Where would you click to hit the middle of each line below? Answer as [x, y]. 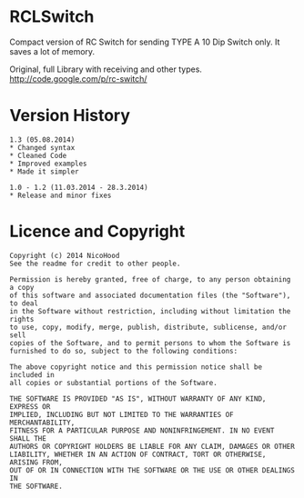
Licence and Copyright [97, 231]
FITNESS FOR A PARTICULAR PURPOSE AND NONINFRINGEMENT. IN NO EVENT [142, 430]
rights [22, 319]
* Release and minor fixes [61, 195]
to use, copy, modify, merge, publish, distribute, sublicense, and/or [148, 327]
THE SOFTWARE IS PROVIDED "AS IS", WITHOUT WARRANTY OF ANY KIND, [138, 398]
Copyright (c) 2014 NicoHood [65, 255]
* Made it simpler [44, 171]
